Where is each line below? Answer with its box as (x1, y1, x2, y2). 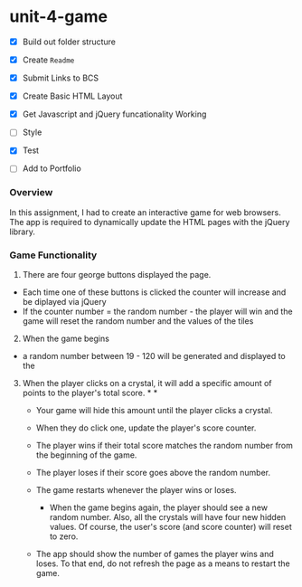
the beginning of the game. (35, 450, 137, 460)
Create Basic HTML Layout (22, 90, 123, 101)
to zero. (49, 531, 79, 542)
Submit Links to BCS (22, 72, 99, 83)
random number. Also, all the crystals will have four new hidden (49, 512, 287, 523)
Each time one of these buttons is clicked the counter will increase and (22, 287, 287, 298)
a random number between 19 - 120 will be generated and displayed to (22, 351, 287, 362)
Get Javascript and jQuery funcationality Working (22, 109, 207, 119)
